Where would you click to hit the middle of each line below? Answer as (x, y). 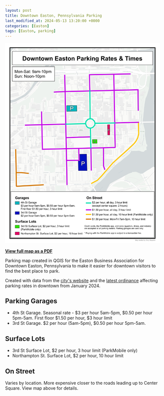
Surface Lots (25, 339)
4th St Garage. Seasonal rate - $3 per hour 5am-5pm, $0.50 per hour (82, 313)
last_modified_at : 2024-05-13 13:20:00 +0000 (52, 21)
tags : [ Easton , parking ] (30, 31)
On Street (20, 371)
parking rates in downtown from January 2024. (53, 286)
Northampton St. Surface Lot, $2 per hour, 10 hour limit (68, 356)
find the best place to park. (32, 271)
